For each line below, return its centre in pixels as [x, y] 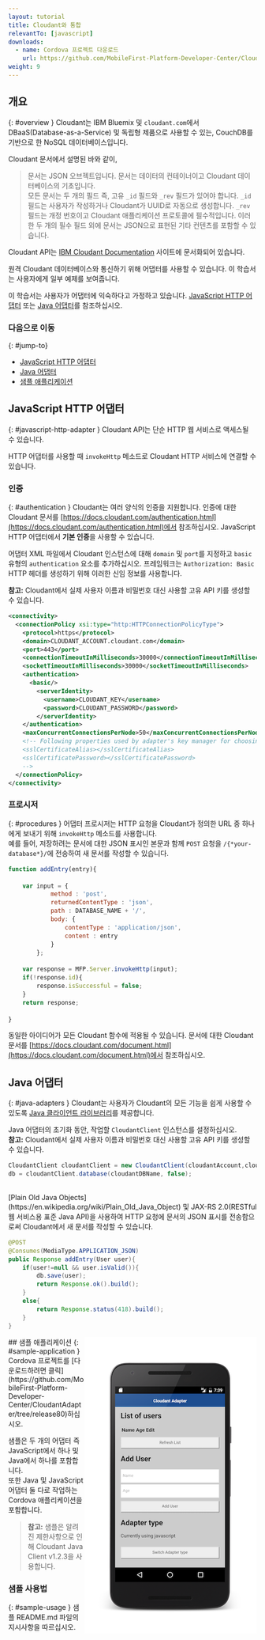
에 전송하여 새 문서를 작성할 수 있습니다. [108, 853]
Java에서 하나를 [33, 1460]
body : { [63, 919]
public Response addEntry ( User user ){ [72, 1259]
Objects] [73, 1197]
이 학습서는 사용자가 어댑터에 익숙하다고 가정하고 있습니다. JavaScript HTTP [126, 295]
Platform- [52, 1388]
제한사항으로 [55, 1536]
